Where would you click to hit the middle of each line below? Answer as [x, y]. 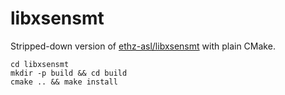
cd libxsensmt [40, 64]
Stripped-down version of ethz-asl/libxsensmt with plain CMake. [143, 46]
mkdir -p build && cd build [69, 73]
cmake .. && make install [64, 82]
